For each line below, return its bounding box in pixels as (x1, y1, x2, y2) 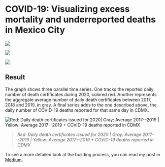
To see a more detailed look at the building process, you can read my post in (5, 151, 161, 157)
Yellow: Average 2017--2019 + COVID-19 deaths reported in (33, 136, 154, 142)
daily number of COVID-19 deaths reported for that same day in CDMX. (5, 107, 149, 113)
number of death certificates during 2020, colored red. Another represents (5, 91, 157, 97)
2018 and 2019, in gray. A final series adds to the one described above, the (5, 102, 157, 108)
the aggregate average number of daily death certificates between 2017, (5, 97, 152, 102)
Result (5, 73, 26, 82)
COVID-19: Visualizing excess (5, 3, 130, 15)
